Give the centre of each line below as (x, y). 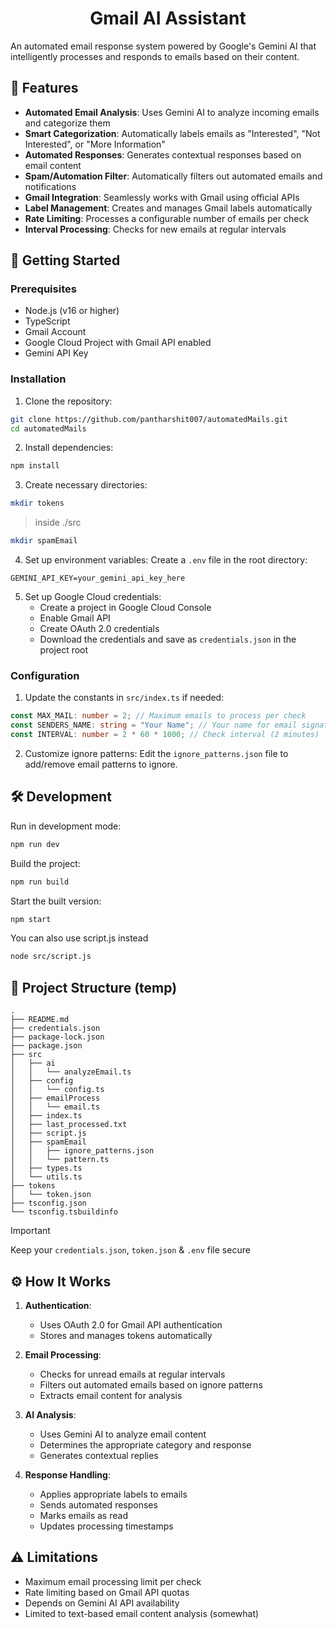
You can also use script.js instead (79, 938)
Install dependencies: (69, 448)
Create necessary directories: (86, 485)
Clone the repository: (68, 401)
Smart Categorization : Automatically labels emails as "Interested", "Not (172, 133)
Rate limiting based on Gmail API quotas (107, 1592)
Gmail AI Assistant (168, 18)
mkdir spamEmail (44, 541)
